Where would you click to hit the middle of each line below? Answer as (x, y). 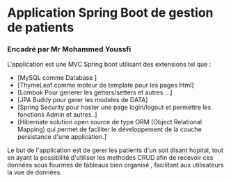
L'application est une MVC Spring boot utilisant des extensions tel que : (109, 65)
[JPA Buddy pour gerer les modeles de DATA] (82, 100)
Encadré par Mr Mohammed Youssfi (69, 49)
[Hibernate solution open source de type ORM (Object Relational (110, 122)
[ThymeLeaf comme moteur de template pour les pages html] (105, 85)
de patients (41, 27)
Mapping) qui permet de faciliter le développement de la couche (109, 129)
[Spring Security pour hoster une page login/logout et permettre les (114, 107)
